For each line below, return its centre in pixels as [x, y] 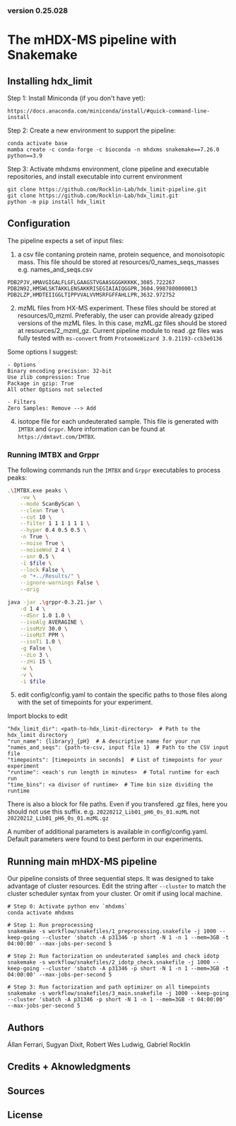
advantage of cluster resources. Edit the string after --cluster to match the [117, 886]
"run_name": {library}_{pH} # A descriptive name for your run [104, 742]
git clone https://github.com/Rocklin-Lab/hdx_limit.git [93, 196]
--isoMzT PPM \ [42, 635]
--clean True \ [42, 510]
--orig [30, 590]
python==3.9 [25, 156]
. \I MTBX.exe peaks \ [38, 491]
